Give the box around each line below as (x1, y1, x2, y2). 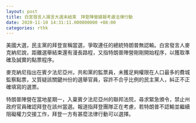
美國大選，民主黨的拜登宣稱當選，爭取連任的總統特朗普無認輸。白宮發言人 (6, 42, 185, 49)
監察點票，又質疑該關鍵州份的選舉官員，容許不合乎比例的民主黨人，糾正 (6, 76, 180, 83)
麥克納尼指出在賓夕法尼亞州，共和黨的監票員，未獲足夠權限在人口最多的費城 (6, 69, 190, 76)
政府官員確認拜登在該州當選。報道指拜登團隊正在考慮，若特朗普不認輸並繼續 (6, 103, 190, 110)
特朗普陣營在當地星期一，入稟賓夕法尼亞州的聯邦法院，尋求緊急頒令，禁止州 (6, 96, 190, 103)
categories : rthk (6, 25, 48, 31)
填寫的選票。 (10, 83, 42, 91)
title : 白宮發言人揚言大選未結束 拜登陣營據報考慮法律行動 (6, 14, 133, 20)
